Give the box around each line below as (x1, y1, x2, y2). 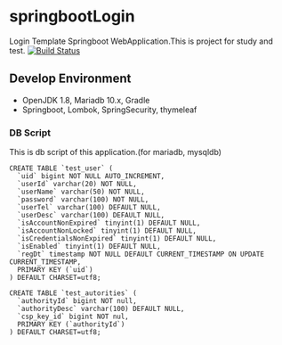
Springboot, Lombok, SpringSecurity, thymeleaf (21, 104, 197, 115)
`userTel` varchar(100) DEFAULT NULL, (17, 203, 162, 212)
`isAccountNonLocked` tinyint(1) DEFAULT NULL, (17, 226, 197, 235)
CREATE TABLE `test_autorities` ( (9, 289, 138, 298)
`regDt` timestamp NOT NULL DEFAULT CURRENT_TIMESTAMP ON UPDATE (17, 250, 265, 259)
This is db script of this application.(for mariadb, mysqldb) (9, 147, 222, 158)
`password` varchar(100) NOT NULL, (17, 195, 149, 204)
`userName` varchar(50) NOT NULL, (17, 187, 145, 197)
